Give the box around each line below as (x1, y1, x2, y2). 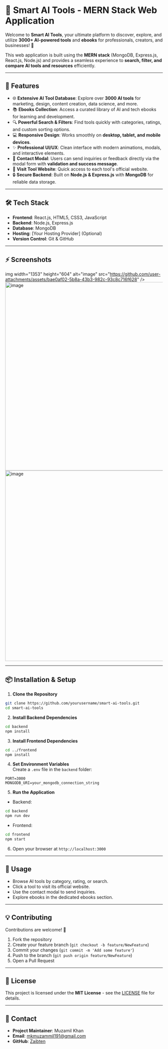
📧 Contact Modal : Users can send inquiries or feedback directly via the (12, 155, 159, 161)
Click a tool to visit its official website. (12, 883, 90, 889)
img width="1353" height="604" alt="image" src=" (5, 271, 110, 277)
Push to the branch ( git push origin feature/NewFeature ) (12, 952, 132, 958)
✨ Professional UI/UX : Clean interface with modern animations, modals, (12, 144, 161, 150)
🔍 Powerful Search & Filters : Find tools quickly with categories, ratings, (12, 119, 161, 125)
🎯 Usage (5, 865, 31, 873)
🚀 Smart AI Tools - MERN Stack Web (5, 4, 157, 16)
